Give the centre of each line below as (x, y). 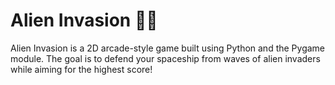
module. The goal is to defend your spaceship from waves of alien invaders (165, 58)
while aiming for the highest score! (81, 69)
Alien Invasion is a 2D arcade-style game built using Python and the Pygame (168, 48)
